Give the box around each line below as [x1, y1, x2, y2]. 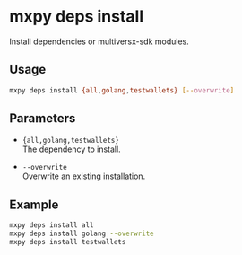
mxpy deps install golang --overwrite [9, 229, 154, 239]
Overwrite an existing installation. [22, 171, 146, 181]
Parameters [9, 110, 76, 127]
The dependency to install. [22, 144, 121, 154]
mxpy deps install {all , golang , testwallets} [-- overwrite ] [9, 85, 235, 95]
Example [9, 197, 59, 212]
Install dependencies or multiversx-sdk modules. [9, 36, 190, 47]
